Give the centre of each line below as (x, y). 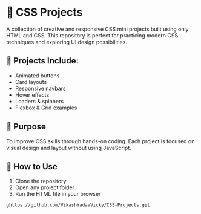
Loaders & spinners (39, 101)
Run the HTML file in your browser (58, 194)
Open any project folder (44, 187)
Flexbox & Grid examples (46, 108)
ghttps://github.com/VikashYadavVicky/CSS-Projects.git (78, 205)
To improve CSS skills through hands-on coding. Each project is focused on (100, 141)
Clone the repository (41, 181)
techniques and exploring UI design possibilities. (67, 42)
